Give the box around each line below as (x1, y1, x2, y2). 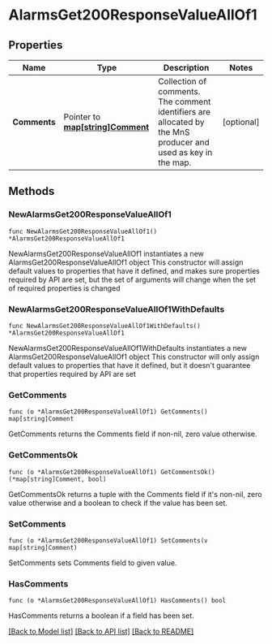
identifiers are (157, 106, 211, 117)
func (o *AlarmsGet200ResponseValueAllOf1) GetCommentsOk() (8, 468, 216, 476)
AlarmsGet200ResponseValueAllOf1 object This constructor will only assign (8, 352, 260, 361)
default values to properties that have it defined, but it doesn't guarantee (8, 360, 251, 370)
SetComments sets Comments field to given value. (8, 558, 177, 568)
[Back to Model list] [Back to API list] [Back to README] (8, 627, 194, 637)
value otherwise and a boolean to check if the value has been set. (8, 498, 228, 508)
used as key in (157, 147, 213, 158)
